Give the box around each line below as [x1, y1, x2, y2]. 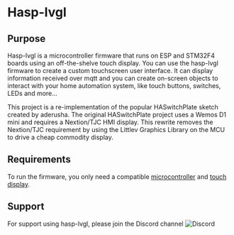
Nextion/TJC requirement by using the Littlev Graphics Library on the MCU [7, 126, 225, 133]
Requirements [7, 153, 71, 165]
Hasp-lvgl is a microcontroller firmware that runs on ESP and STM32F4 [7, 51, 215, 60]
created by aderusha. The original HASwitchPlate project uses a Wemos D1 [7, 111, 227, 119]
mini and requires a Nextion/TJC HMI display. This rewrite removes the [7, 118, 213, 126]
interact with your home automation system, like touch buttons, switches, [7, 82, 221, 89]
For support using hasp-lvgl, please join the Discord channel [7, 219, 184, 228]
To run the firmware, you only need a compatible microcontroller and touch [7, 172, 227, 181]
